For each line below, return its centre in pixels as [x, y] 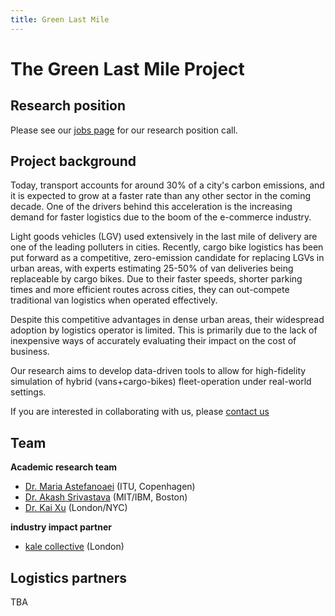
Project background [73, 161]
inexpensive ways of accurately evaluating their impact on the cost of [153, 341]
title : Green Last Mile [60, 19]
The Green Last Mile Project [127, 68]
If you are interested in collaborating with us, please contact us [140, 412]
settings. [28, 392]
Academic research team [64, 467]
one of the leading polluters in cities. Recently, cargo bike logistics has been [167, 247]
